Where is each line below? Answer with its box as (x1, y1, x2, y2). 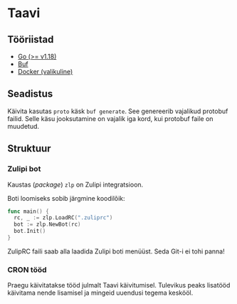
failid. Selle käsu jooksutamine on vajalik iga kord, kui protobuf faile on (7, 114, 214, 122)
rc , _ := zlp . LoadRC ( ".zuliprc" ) (14, 214, 113, 221)
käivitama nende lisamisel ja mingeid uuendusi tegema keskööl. (7, 288, 194, 297)
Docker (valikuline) (17, 68, 73, 75)
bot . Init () (14, 228, 46, 235)
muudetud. (7, 122, 40, 130)
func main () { (7, 208, 50, 215)
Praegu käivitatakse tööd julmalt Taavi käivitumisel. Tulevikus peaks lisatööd (7, 281, 231, 290)
